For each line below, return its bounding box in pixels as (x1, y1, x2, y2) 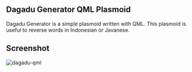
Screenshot (6, 43, 50, 53)
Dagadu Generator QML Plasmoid (6, 5, 131, 15)
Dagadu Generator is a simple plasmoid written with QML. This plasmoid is (6, 20, 186, 27)
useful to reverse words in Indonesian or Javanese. (6, 26, 130, 33)
